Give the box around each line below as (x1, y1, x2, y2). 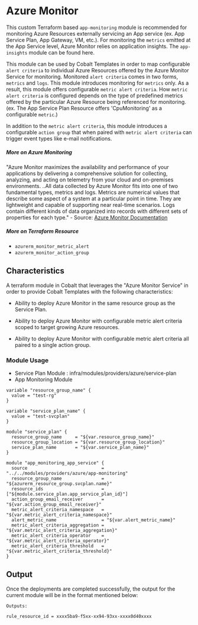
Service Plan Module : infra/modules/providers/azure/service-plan (14, 369, 177, 377)
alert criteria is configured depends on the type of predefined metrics (6, 92, 183, 99)
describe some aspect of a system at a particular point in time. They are (6, 194, 181, 202)
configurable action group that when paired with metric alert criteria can (6, 129, 192, 136)
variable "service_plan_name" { (6, 408, 86, 414)
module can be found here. (28, 49, 95, 56)
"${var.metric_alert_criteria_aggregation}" (6, 527, 118, 533)
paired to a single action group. (14, 341, 91, 348)
